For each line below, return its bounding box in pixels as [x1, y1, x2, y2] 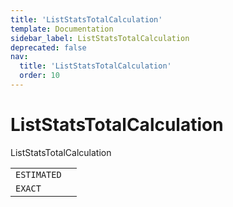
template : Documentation [10, 24, 114, 34]
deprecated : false [10, 42, 87, 53]
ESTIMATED [15, 169, 62, 180]
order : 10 [19, 71, 60, 81]
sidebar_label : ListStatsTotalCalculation [10, 33, 190, 43]
